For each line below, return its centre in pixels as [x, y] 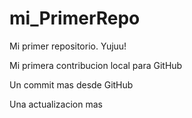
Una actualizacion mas [56, 104]
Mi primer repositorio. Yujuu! [68, 46]
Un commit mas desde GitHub [71, 84]
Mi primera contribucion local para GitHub [96, 65]
